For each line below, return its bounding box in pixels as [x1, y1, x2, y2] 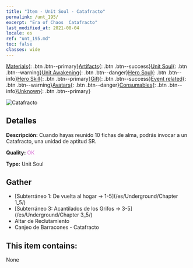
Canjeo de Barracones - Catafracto [14, 224, 99, 231]
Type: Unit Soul [6, 160, 44, 167]
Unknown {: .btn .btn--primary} [17, 87, 91, 94]
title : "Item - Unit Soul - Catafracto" [6, 8, 106, 15]
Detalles [6, 116, 37, 126]
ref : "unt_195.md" [6, 36, 51, 42]
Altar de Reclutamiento [14, 218, 70, 225]
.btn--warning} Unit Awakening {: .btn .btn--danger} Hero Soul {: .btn [6, 68, 167, 76]
